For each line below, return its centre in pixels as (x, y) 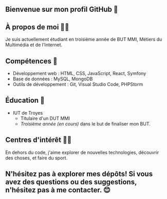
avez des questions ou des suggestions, (71, 182)
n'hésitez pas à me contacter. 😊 (58, 190)
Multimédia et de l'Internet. (34, 45)
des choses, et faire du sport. (36, 158)
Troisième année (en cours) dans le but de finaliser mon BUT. (85, 123)
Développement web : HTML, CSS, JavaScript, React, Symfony (79, 74)
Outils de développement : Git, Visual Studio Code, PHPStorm (78, 84)
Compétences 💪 (31, 61)
